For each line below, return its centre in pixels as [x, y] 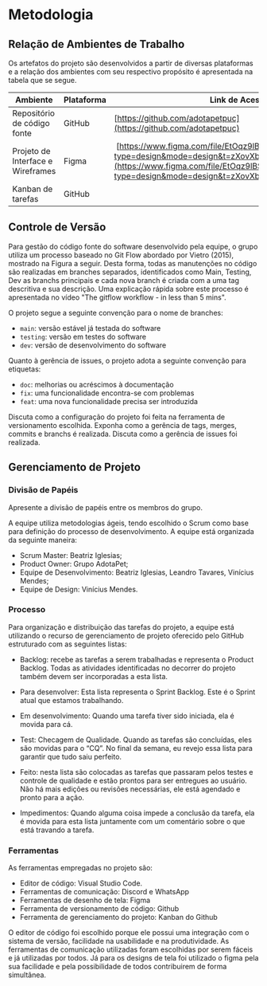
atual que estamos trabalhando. [72, 700]
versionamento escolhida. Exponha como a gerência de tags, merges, [122, 425]
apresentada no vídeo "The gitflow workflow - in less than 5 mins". [117, 297]
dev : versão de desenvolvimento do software [93, 345]
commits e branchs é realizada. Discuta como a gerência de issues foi [123, 434]
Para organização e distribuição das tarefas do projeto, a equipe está [121, 627]
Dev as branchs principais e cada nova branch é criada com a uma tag [124, 280]
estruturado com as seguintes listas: [68, 644]
